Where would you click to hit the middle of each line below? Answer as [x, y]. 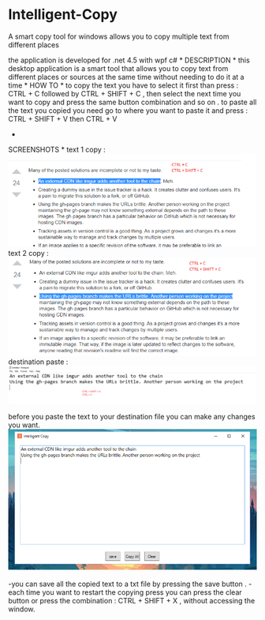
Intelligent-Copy [63, 15]
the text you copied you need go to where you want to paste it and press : [128, 110]
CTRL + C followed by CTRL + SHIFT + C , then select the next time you [125, 93]
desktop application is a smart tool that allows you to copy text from [118, 68]
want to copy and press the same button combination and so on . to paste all [132, 102]
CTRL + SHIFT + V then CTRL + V [63, 118]
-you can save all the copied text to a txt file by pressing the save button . [127, 584]
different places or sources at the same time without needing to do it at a [126, 77]
